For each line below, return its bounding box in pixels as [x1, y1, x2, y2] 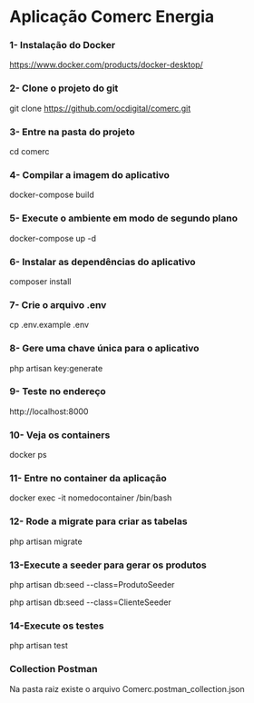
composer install [9, 275, 72, 287]
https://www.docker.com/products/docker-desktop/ [9, 59, 204, 70]
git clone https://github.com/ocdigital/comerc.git [9, 103, 191, 114]
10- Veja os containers [9, 429, 111, 441]
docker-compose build [9, 189, 94, 201]
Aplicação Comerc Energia [9, 6, 215, 27]
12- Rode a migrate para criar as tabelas [9, 515, 188, 528]
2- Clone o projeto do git [9, 82, 119, 94]
